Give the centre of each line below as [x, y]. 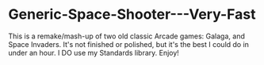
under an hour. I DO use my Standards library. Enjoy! [94, 52]
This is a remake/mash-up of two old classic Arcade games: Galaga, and [127, 36]
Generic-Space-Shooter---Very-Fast [132, 14]
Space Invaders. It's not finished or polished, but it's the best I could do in [129, 44]
